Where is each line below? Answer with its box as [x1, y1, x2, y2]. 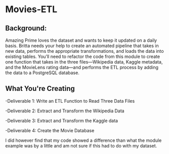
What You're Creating [5, 84, 75, 93]
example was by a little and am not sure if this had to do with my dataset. [5, 142, 157, 148]
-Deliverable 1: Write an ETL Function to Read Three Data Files [5, 98, 135, 104]
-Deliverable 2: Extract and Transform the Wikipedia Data [5, 108, 125, 114]
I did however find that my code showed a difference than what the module [5, 137, 162, 143]
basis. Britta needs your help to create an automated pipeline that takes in [5, 43, 159, 49]
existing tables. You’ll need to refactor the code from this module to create [5, 53, 160, 59]
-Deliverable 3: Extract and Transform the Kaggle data [5, 117, 118, 124]
